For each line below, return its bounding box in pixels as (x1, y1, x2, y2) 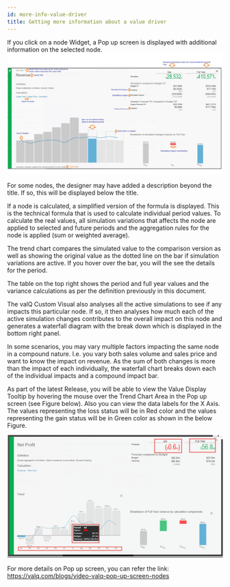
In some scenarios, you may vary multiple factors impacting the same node (7, 342, 219, 350)
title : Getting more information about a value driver (7, 18, 167, 25)
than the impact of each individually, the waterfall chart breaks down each (7, 364, 216, 372)
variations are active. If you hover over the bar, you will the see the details (7, 259, 216, 267)
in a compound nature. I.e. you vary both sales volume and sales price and (7, 350, 218, 358)
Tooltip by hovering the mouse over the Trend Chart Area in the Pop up (7, 392, 207, 400)
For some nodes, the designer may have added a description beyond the (7, 181, 212, 189)
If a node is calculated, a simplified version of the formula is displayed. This (7, 202, 220, 210)
